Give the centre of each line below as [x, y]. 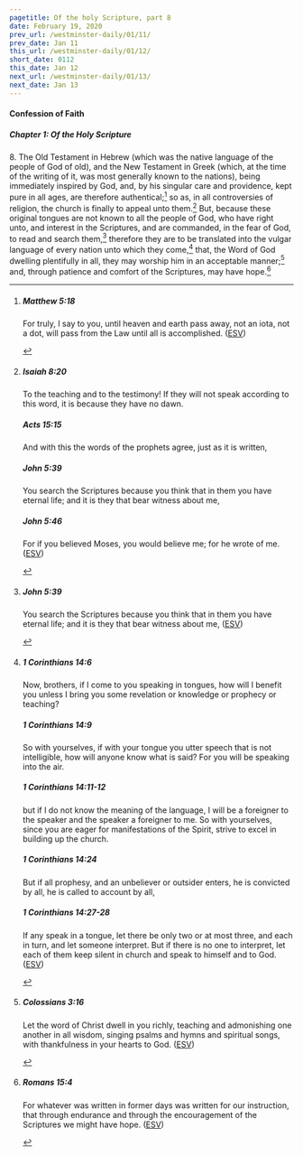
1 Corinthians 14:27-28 [66, 912]
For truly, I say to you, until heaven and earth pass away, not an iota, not [156, 324]
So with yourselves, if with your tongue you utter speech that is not [147, 747]
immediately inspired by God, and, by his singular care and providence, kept [151, 186]
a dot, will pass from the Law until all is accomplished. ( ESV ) [134, 333]
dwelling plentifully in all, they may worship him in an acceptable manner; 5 [147, 260]
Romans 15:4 [47, 1082]
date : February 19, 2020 [56, 26]
